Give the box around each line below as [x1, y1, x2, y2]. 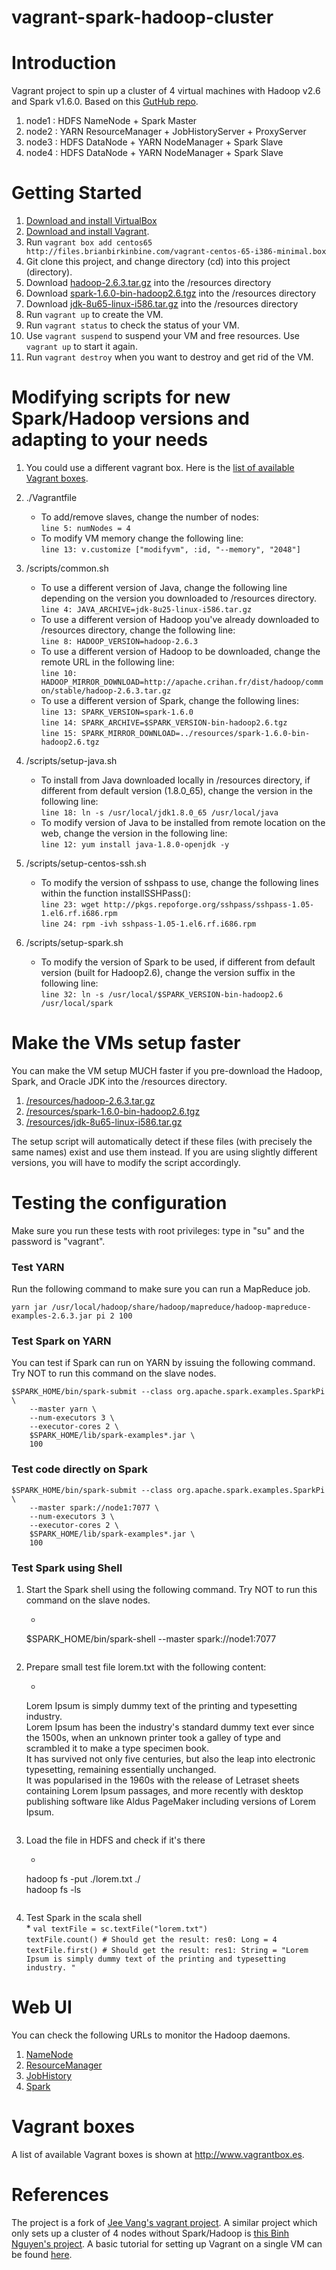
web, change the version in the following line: [40, 827, 228, 839]
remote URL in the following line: [40, 656, 175, 668]
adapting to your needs [11, 429, 209, 451]
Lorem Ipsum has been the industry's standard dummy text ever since [25, 1721, 315, 1733]
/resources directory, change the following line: [40, 624, 236, 636]
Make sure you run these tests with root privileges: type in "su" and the [11, 1224, 305, 1236]
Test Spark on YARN [11, 1334, 112, 1348]
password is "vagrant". [11, 1235, 106, 1247]
